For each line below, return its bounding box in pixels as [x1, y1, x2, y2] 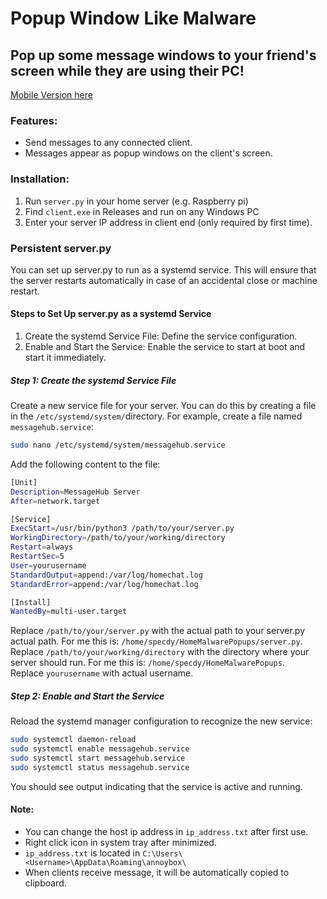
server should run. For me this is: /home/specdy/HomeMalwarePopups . [10, 657, 285, 669]
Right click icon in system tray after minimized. [24, 836, 217, 848]
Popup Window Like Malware [10, 7, 257, 30]
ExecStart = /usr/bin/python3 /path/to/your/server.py [10, 523, 235, 534]
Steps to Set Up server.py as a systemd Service [10, 308, 212, 320]
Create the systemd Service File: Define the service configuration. [24, 330, 298, 342]
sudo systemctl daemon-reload [10, 735, 137, 745]
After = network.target [10, 496, 101, 506]
